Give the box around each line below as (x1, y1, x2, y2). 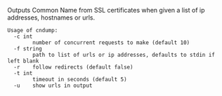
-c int (13, 33, 33, 40)
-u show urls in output (13, 82, 93, 89)
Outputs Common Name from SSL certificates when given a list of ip (7, 6, 205, 14)
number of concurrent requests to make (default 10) (32, 39, 190, 46)
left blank (7, 57, 39, 64)
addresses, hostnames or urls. (7, 13, 96, 22)
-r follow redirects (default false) (13, 64, 133, 71)
